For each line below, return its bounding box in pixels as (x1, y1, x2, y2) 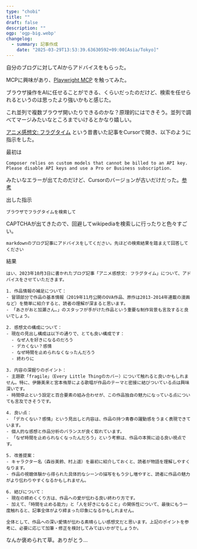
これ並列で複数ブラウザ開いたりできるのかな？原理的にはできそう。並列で (6, 108, 186, 115)
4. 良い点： (6, 410, 32, 415)
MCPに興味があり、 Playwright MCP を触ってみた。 (6, 76, 130, 83)
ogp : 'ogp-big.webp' (6, 31, 57, 36)
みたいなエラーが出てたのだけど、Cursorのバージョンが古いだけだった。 (6, 176, 182, 183)
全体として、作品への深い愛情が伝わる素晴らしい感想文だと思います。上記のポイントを (6, 519, 185, 525)
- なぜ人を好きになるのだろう (11, 337, 74, 343)
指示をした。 (6, 136, 37, 143)
